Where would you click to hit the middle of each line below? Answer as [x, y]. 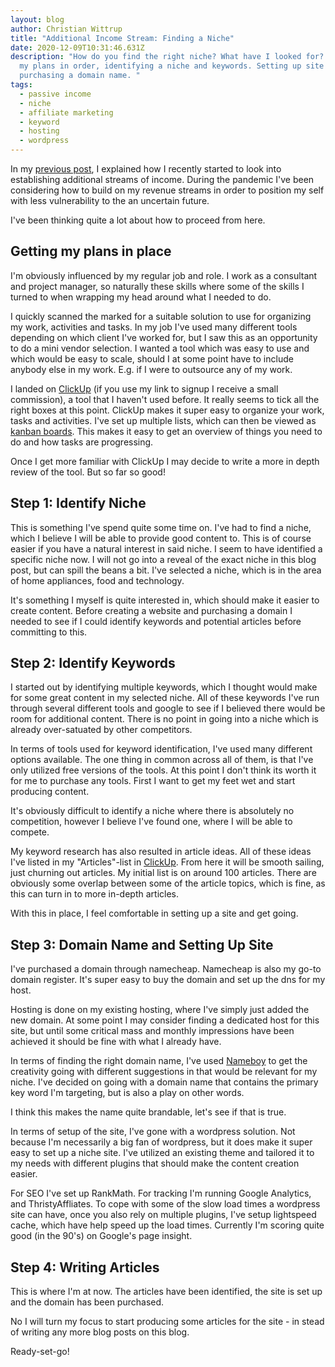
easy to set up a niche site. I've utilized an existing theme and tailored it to [162, 1153]
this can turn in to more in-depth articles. [95, 894]
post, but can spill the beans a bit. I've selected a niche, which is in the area [166, 570]
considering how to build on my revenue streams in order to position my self [167, 190]
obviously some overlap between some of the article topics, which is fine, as [168, 883]
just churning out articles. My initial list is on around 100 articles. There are [163, 873]
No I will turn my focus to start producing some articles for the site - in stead [167, 1322]
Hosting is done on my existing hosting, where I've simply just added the [160, 1010]
